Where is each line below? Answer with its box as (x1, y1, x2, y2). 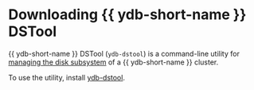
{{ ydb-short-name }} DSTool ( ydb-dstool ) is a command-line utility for (8, 49, 240, 58)
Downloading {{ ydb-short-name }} (8, 6, 247, 24)
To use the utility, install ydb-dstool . (8, 72, 126, 82)
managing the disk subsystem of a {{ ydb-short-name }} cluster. (8, 57, 219, 67)
